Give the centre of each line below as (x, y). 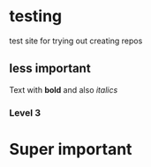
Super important (71, 149)
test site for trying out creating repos (76, 41)
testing (36, 16)
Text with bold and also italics (64, 89)
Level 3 (25, 112)
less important (50, 68)
